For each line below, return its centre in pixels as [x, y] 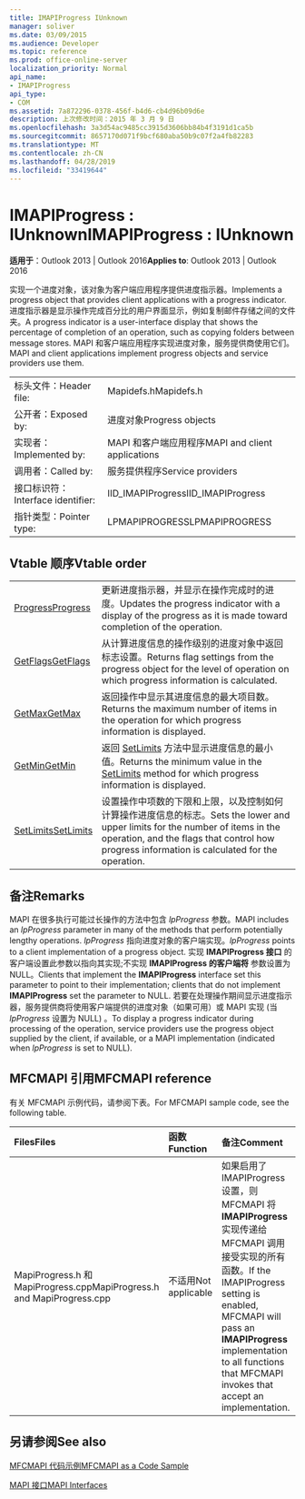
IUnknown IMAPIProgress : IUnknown [152, 234]
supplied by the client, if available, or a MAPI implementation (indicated [142, 1038]
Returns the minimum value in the [191, 762]
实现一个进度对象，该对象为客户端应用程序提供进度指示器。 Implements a [146, 290]
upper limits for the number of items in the [191, 827]
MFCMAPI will [251, 1316]
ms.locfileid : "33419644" [58, 170]
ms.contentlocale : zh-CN [56, 153]
